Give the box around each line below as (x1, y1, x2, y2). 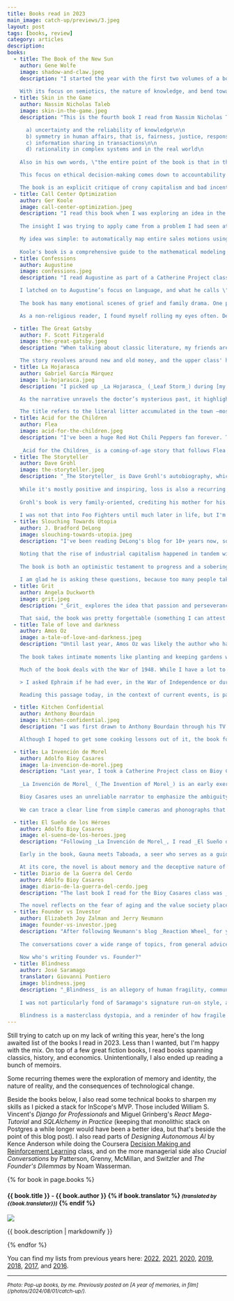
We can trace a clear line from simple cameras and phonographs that (19, 806, 226, 813)
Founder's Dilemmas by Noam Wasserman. (7, 1162, 132, 1170)
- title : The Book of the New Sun (13, 56, 114, 63)
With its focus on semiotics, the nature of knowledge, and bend (19, 88, 214, 95)
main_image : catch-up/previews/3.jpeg (7, 17, 120, 24)
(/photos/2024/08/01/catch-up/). (7, 1288, 86, 1295)
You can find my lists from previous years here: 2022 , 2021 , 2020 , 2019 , (7, 1254, 214, 1263)
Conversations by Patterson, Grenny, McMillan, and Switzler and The (7, 1155, 205, 1162)
